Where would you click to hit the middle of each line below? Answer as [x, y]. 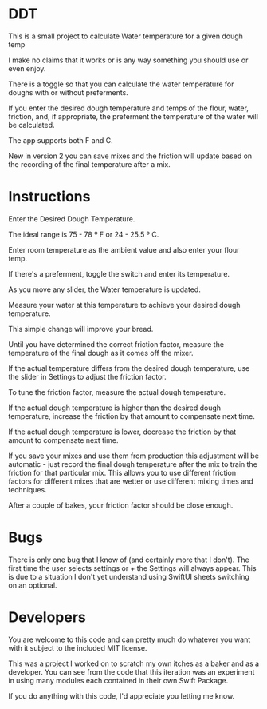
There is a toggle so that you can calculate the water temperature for [121, 84]
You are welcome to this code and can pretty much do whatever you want [130, 639]
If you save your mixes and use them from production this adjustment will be [133, 456]
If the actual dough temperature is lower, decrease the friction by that [122, 432]
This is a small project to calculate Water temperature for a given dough [126, 36]
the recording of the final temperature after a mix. [90, 164]
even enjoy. [27, 68]
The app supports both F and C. [61, 140]
